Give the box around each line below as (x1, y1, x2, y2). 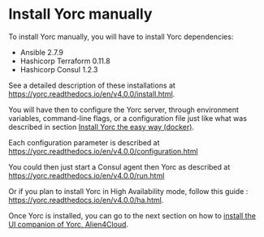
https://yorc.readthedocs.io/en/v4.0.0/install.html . (8, 88, 175, 98)
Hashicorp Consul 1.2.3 (19, 64, 98, 74)
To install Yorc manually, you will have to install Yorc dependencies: (8, 32, 234, 41)
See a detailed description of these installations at (8, 80, 176, 90)
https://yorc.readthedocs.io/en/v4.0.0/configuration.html (8, 146, 198, 156)
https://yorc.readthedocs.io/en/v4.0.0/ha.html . (8, 195, 164, 205)
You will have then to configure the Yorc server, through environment (8, 105, 240, 114)
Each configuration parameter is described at (8, 137, 160, 147)
